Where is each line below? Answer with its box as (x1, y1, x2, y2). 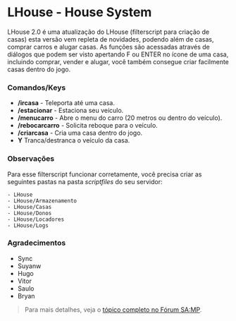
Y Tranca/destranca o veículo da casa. (17, 136, 130, 145)
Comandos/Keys (7, 83, 66, 92)
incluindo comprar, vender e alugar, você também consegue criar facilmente (7, 57, 229, 66)
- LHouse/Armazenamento (7, 197, 77, 205)
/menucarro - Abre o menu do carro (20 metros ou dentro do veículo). (17, 114, 223, 122)
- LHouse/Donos (7, 210, 52, 217)
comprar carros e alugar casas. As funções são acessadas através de (7, 42, 210, 51)
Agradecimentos (7, 238, 66, 248)
